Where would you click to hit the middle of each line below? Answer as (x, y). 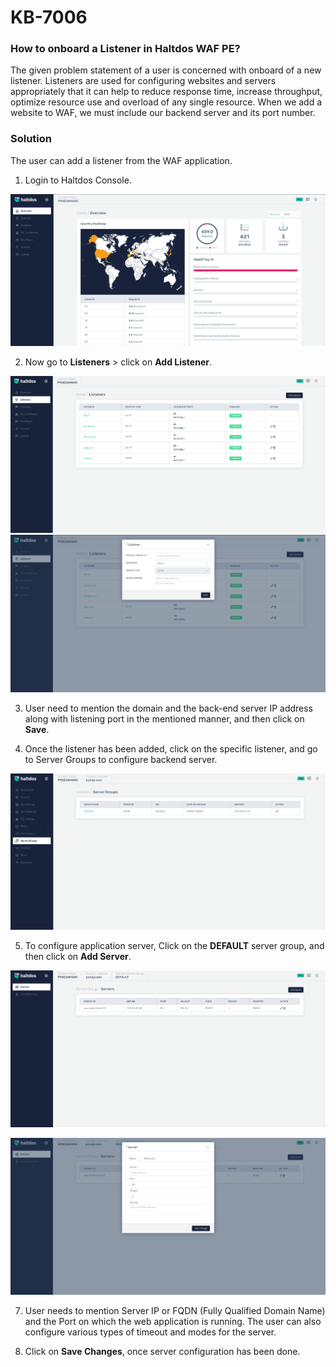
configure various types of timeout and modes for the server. (150, 1332)
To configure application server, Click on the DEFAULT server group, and (174, 945)
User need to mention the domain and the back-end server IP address (169, 708)
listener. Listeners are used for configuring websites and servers (143, 81)
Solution (31, 139)
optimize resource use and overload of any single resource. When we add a (166, 102)
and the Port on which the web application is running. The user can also (173, 1321)
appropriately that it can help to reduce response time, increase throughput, (166, 92)
